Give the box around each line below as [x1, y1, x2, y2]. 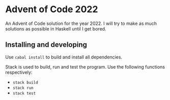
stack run [12, 85, 34, 90]
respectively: [5, 69, 33, 75]
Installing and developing [5, 41, 88, 49]
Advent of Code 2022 [5, 4, 98, 15]
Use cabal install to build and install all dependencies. [5, 54, 123, 60]
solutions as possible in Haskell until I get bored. [5, 25, 106, 31]
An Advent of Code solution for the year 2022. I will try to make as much [5, 20, 157, 26]
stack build [12, 80, 38, 85]
